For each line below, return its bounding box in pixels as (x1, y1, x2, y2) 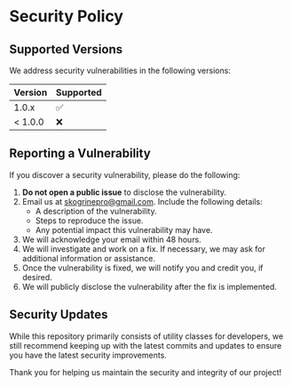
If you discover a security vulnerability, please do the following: (9, 169, 241, 180)
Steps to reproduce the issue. (35, 215, 144, 226)
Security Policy (9, 6, 124, 27)
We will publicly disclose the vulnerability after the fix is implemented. (21, 281, 277, 292)
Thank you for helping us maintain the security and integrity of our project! (9, 366, 282, 377)
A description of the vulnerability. (35, 205, 157, 216)
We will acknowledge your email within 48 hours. (21, 234, 201, 245)
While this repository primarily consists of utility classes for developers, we (9, 331, 284, 342)
